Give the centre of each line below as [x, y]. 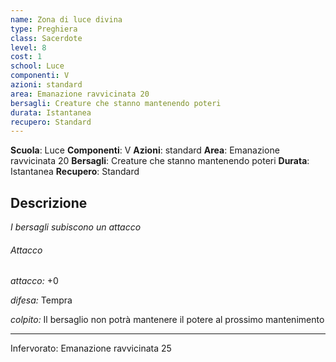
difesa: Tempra [41, 300]
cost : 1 [26, 57]
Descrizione [49, 202]
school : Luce [37, 66]
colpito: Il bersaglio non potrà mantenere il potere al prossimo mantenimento [167, 320]
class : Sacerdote [46, 38]
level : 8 [28, 47]
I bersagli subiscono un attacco [76, 227]
